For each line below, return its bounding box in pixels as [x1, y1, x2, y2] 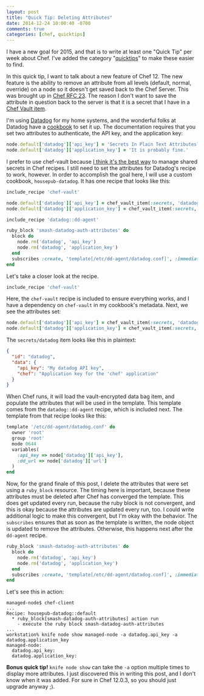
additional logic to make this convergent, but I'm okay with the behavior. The [6, 512, 197, 519]
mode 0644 [12, 441, 36, 447]
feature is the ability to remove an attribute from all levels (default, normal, [6, 79, 191, 87]
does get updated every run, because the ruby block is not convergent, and [6, 499, 195, 507]
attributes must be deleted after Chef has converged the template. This [6, 493, 184, 501]
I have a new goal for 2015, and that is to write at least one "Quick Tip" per [6, 48, 192, 55]
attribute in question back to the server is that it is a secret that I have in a [6, 98, 190, 106]
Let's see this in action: [6, 588, 64, 595]
